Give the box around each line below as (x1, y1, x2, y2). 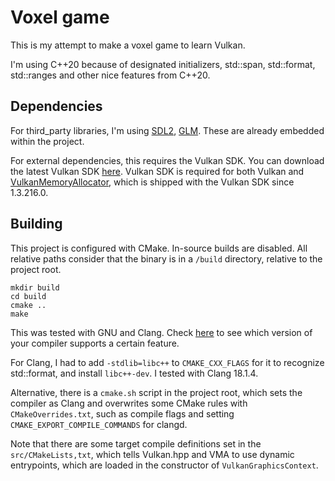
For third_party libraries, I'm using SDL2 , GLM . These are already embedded (10, 124, 325, 136)
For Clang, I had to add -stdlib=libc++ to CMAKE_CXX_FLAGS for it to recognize (10, 356, 325, 368)
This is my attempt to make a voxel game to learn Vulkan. (10, 39, 246, 51)
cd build (10, 291, 47, 301)
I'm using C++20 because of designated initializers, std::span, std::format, (10, 58, 316, 70)
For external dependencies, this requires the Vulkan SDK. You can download (10, 154, 325, 166)
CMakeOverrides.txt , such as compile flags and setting (10, 407, 235, 420)
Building (10, 216, 63, 233)
